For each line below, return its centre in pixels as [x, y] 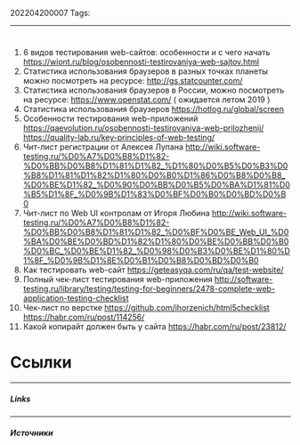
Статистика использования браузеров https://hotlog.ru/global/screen [153, 109]
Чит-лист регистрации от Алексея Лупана [103, 147]
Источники [32, 433]
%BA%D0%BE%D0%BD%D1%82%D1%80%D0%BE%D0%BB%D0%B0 [156, 242]
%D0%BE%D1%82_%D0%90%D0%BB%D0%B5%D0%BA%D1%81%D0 [156, 185]
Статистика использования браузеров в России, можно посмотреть [154, 90]
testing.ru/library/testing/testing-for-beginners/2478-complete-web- [149, 289]
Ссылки [41, 363]
